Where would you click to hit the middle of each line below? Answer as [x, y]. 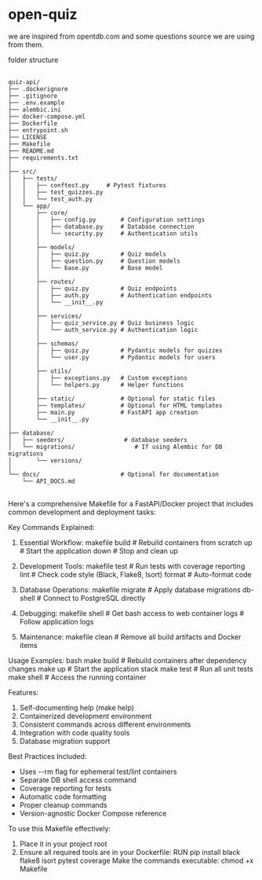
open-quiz [43, 15]
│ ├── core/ [38, 213]
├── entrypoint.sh [38, 130]
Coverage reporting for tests [65, 788]
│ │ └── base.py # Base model [86, 268]
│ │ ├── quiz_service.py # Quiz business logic [101, 323]
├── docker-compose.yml [47, 116]
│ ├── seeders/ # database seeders [98, 440]
